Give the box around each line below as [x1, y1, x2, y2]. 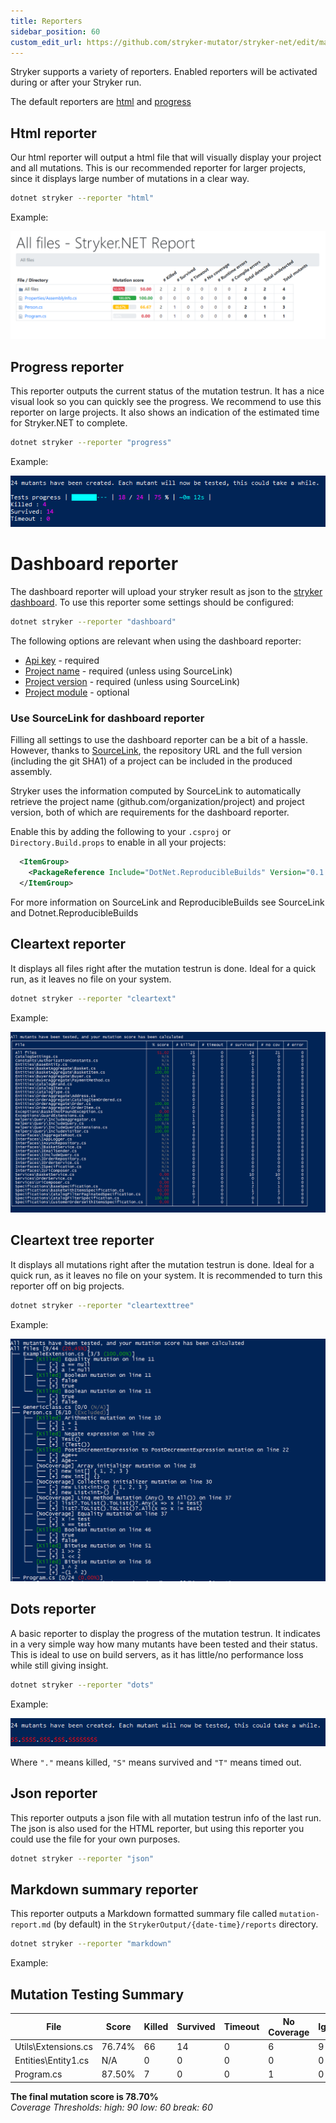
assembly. [10, 766, 53, 778]
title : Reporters [10, 16, 83, 26]
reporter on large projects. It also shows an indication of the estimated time [10, 406, 320, 419]
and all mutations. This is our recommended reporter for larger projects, [10, 162, 307, 174]
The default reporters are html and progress [10, 96, 192, 108]
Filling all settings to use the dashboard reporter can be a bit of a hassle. [10, 734, 309, 746]
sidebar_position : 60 [10, 26, 101, 37]
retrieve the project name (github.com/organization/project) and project [10, 796, 305, 808]
